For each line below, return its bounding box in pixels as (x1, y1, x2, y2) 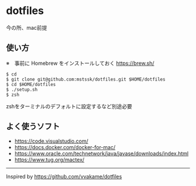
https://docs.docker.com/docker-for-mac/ (14, 143, 116, 150)
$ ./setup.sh (6, 87, 38, 92)
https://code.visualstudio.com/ (14, 137, 89, 144)
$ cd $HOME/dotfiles (6, 81, 57, 87)
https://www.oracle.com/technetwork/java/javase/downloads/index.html (14, 150, 188, 157)
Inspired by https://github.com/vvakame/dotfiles (6, 173, 123, 180)
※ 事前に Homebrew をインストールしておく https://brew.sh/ (6, 60, 155, 67)
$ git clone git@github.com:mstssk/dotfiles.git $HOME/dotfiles (6, 76, 166, 82)
